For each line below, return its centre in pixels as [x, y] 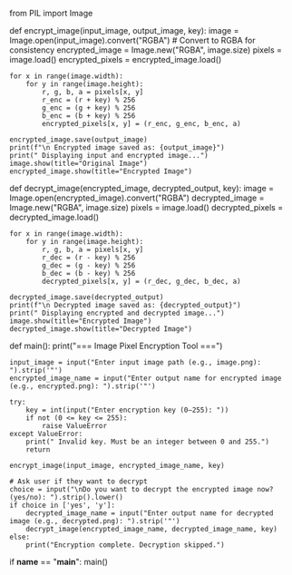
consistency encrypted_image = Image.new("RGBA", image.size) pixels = [146, 50]
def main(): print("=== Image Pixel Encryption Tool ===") [116, 346]
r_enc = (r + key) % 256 [89, 100]
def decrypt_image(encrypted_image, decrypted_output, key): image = [142, 188]
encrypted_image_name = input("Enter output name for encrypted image [146, 378]
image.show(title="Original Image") [78, 163]
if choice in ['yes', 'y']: [63, 505]
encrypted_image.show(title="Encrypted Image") [101, 171]
